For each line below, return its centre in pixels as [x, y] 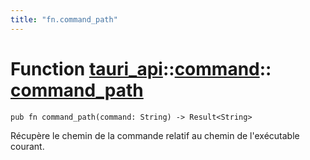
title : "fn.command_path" [64, 19]
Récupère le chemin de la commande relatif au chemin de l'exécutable [155, 135]
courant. [27, 146]
